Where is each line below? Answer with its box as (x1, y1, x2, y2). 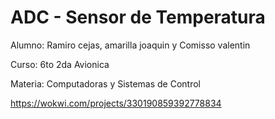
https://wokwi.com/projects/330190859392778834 (10, 97, 222, 109)
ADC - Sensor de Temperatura (10, 6, 266, 29)
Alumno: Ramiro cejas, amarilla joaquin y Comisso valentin (10, 39, 251, 51)
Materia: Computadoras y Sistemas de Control (10, 77, 202, 90)
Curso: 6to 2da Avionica (10, 58, 110, 70)
